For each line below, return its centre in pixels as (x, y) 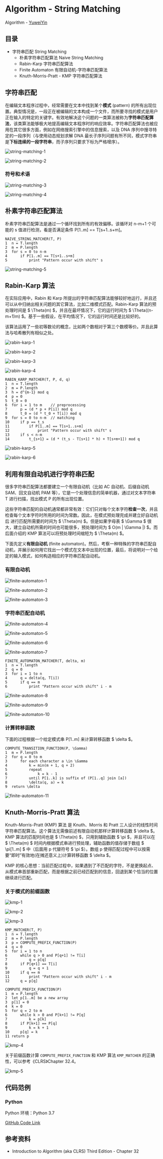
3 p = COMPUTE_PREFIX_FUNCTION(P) (41, 943)
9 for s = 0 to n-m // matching (40, 418)
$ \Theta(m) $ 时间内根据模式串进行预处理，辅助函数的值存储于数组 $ (75, 843)
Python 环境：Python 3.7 (30, 1113)
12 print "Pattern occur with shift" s (58, 431)
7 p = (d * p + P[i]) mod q (39, 409)
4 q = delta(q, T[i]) (32, 678)
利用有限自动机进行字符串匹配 (50, 474)
